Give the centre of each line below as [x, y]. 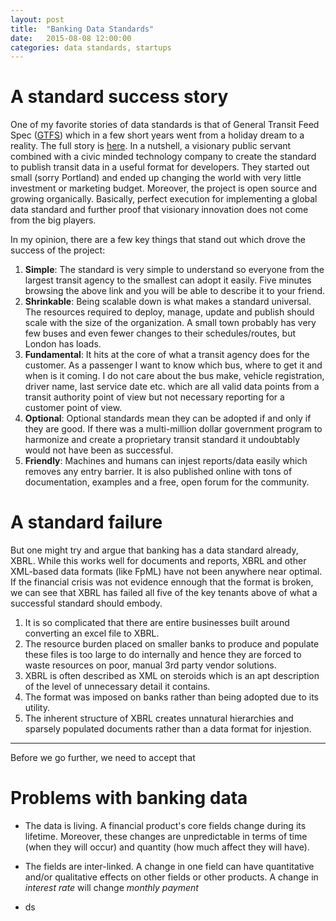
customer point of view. [73, 408]
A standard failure [86, 522]
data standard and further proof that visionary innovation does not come [159, 210]
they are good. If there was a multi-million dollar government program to [173, 429]
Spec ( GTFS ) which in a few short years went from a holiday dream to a [157, 135]
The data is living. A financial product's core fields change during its [165, 826]
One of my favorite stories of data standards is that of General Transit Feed [165, 125]
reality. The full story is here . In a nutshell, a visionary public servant [151, 146]
